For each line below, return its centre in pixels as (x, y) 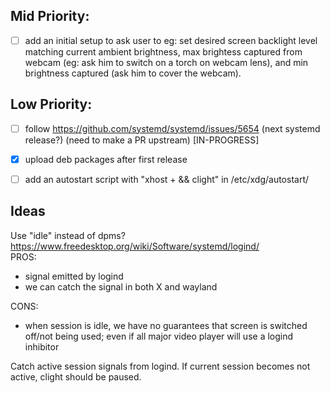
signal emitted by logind (74, 276)
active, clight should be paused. (76, 376)
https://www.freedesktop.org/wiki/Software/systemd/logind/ (135, 246)
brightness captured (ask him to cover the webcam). (133, 73)
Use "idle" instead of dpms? (68, 235)
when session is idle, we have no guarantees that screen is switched (166, 325)
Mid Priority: (50, 16)
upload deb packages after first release (106, 159)
